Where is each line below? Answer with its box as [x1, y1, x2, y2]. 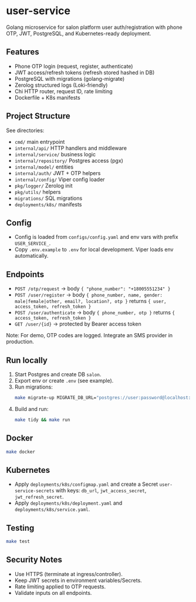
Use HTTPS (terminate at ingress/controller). [14, 570, 123, 577]
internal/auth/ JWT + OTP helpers [14, 169, 101, 176]
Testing [6, 523, 35, 533]
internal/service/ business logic [14, 150, 96, 157]
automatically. [14, 252, 49, 259]
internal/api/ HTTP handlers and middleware [14, 144, 127, 152]
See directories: [6, 127, 45, 134]
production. [6, 338, 34, 346]
